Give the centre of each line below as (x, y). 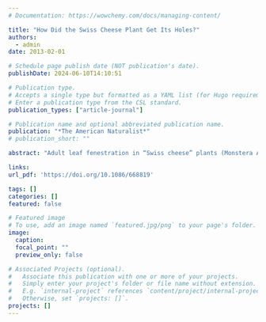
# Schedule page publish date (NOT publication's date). (104, 66)
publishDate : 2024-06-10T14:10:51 (65, 74)
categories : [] (33, 196)
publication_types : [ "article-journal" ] (76, 110)
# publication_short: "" (49, 139)
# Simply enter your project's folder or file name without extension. (133, 284)
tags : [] (23, 189)
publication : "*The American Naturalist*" (79, 131)
